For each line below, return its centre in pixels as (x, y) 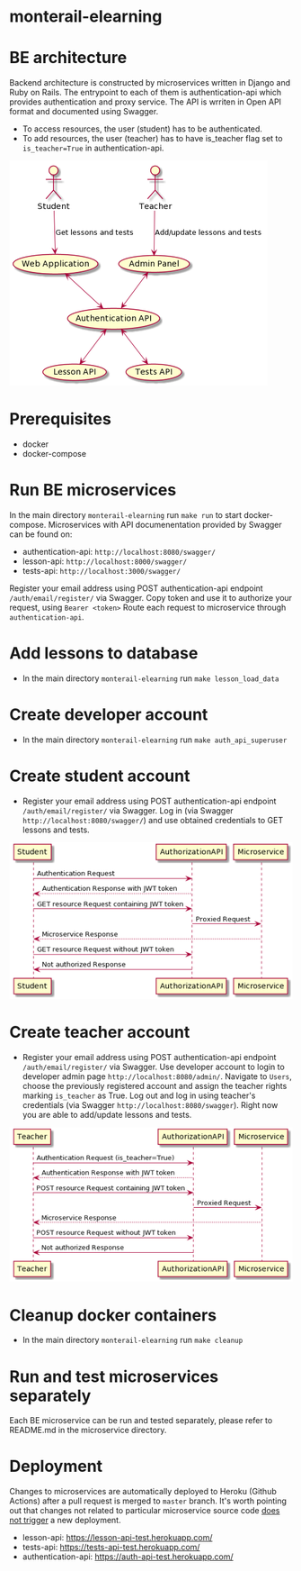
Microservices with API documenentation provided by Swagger (165, 525)
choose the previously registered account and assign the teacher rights (155, 1086)
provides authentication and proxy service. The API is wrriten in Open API (145, 102)
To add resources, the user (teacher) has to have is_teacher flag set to (152, 139)
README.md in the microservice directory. (88, 1430)
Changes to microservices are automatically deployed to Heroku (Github (143, 1492)
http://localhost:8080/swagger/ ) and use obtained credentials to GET (153, 820)
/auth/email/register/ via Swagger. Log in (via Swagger (128, 810)
